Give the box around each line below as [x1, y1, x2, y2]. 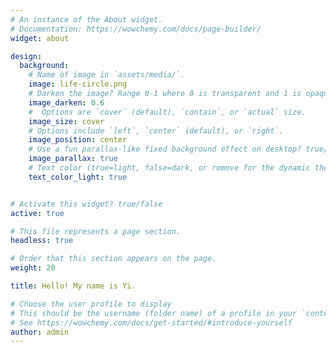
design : [10, 51, 43, 61]
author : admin [10, 327, 70, 337]
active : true [10, 208, 65, 218]
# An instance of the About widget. [10, 14, 163, 25]
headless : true [10, 236, 74, 246]
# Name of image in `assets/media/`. [28, 70, 186, 80]
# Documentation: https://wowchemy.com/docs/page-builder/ [10, 24, 262, 34]
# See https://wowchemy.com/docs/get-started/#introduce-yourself [10, 317, 293, 328]
